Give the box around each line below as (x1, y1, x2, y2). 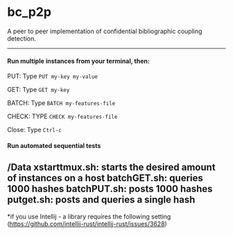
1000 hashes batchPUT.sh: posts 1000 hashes (7, 183, 213, 195)
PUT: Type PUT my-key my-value (7, 72, 98, 80)
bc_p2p (7, 4, 52, 20)
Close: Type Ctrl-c (7, 126, 62, 134)
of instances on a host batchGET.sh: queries (7, 172, 203, 184)
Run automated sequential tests (7, 141, 101, 149)
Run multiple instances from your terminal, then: (7, 57, 150, 65)
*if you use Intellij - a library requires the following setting (7, 212, 171, 220)
